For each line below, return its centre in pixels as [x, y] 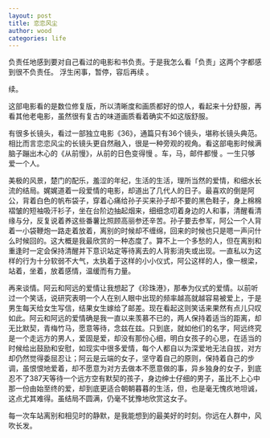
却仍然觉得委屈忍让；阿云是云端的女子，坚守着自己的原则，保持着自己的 [128, 358]
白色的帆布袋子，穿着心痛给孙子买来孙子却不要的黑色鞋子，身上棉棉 [149, 201]
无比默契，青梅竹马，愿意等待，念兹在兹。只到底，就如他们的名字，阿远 [128, 328]
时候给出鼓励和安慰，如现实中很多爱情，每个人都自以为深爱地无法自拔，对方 [135, 348]
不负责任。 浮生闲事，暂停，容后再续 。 [88, 72]
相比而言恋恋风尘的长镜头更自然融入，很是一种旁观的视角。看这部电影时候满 [135, 143]
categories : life [37, 38]
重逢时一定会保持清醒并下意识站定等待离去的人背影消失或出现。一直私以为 [131, 251]
